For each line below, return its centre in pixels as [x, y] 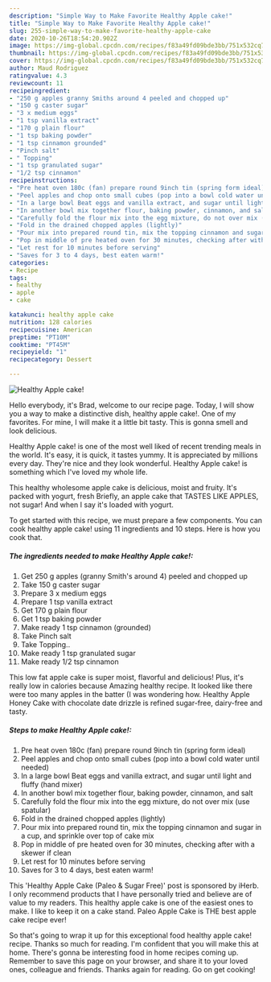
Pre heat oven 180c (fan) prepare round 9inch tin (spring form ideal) [133, 750]
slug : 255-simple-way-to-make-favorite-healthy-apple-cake [110, 31]
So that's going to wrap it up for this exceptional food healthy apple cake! [131, 935]
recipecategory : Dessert [51, 360]
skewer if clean [46, 852]
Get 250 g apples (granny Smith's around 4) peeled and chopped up [134, 576]
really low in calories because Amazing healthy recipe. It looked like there [131, 686]
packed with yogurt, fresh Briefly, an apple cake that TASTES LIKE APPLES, [134, 496]
